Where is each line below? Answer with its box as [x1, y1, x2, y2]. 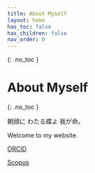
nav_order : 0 [7, 36, 45, 43]
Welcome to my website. [7, 131, 78, 140]
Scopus [7, 158, 29, 167]
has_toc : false [7, 23, 52, 30]
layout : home [7, 17, 45, 24]
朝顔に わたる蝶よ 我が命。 [7, 117, 85, 126]
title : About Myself [7, 10, 68, 17]
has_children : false [7, 29, 68, 37]
